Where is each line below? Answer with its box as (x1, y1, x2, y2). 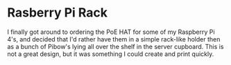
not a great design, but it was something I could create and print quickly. (7, 50, 214, 58)
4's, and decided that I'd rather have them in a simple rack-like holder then (7, 35, 221, 43)
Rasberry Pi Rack (7, 5, 108, 21)
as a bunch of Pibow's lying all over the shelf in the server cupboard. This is (7, 42, 224, 50)
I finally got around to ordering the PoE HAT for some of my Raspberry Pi (7, 28, 215, 36)
